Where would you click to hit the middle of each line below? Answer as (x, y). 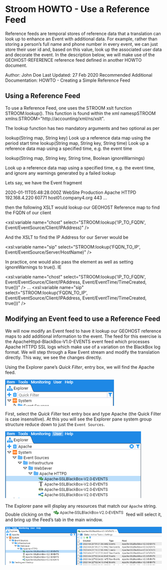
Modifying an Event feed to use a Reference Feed (83, 319)
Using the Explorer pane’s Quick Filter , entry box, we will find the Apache (80, 367)
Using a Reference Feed (43, 96)
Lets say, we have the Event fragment (44, 182)
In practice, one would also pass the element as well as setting (69, 262)
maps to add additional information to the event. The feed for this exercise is (83, 336)
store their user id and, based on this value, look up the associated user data (83, 49)
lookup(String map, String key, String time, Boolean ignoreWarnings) (75, 158)
